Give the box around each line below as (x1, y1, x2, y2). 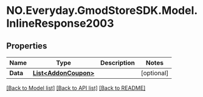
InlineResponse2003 (6, 16, 114, 30)
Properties (6, 41, 47, 51)
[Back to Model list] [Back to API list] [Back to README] (6, 84, 146, 92)
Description (100, 59, 135, 67)
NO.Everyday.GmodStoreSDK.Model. (6, 4, 198, 18)
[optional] (140, 69, 169, 77)
